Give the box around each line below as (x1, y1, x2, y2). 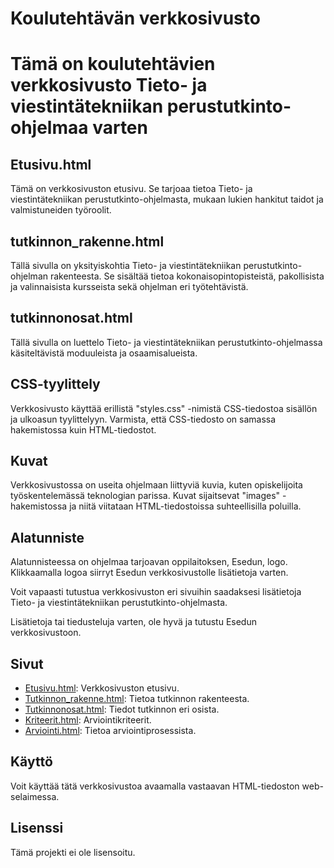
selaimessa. (10, 790, 60, 802)
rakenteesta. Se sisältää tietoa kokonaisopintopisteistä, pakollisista (49, 270, 325, 282)
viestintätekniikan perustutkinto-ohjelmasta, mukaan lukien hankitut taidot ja (10, 193, 324, 206)
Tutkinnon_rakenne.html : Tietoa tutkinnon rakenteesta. (24, 693, 250, 705)
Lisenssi (10, 820, 64, 837)
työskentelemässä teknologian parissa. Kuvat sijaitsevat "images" (10, 490, 281, 502)
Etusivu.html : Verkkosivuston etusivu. (24, 682, 180, 694)
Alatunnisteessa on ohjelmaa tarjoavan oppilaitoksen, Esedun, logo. (10, 556, 288, 568)
